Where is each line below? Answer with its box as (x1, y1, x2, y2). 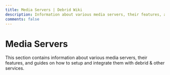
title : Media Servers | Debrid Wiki (5, 7, 82, 12)
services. (5, 65, 24, 71)
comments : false (5, 16, 39, 21)
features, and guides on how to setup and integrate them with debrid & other (5, 60, 165, 66)
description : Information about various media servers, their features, (5, 12, 162, 17)
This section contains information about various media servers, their (5, 54, 148, 60)
